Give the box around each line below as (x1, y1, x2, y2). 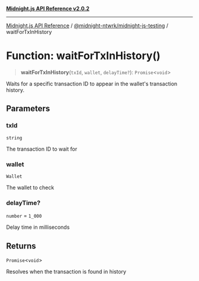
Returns (6, 241, 37, 251)
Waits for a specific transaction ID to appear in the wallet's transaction (6, 80, 178, 87)
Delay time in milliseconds (6, 223, 70, 231)
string (6, 135, 23, 141)
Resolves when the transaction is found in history (6, 268, 126, 275)
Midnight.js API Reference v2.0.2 (6, 5, 90, 12)
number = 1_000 (6, 212, 42, 219)
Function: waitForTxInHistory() (6, 49, 161, 63)
